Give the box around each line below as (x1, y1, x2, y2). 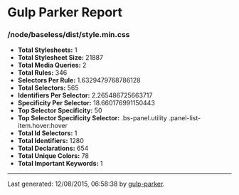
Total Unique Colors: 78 (17, 152, 89, 160)
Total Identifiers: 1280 (17, 137, 84, 145)
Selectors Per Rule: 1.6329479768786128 (17, 76, 141, 85)
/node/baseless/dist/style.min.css (7, 30, 130, 40)
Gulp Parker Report (7, 4, 123, 21)
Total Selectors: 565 (17, 83, 79, 93)
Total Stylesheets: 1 (17, 46, 78, 54)
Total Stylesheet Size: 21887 (17, 53, 104, 62)
